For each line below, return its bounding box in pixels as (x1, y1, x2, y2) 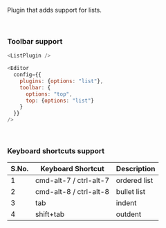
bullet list (116, 187, 146, 197)
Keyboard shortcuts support (7, 146, 105, 155)
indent (116, 198, 137, 208)
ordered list (116, 176, 154, 186)
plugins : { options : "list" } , (19, 78, 104, 85)
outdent (116, 209, 142, 219)
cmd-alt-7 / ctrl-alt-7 (35, 176, 109, 186)
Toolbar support (7, 36, 63, 46)
